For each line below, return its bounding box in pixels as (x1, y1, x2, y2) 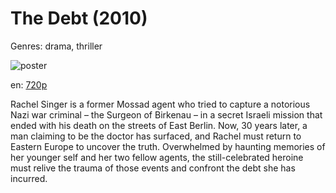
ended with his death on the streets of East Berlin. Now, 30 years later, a (10, 119, 308, 131)
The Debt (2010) (10, 7, 148, 30)
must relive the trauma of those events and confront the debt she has (10, 162, 296, 174)
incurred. (10, 172, 48, 184)
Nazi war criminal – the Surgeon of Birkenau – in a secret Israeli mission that (10, 108, 323, 121)
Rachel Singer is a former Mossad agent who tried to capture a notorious (10, 98, 311, 110)
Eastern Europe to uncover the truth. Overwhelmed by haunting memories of (10, 140, 326, 152)
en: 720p (10, 78, 48, 91)
